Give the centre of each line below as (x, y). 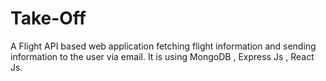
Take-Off (48, 18)
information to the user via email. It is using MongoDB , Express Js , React (162, 56)
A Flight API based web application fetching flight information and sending (163, 46)
